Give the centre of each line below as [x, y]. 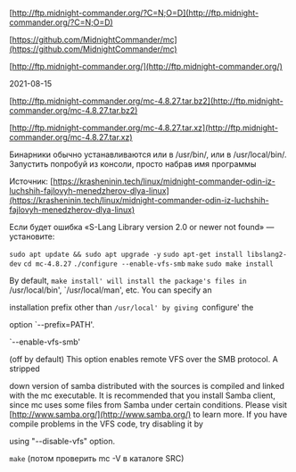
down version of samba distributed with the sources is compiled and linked [147, 386]
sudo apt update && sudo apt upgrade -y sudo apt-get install [126, 254]
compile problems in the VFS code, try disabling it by [106, 424]
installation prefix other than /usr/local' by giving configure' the [132, 307]
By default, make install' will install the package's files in [128, 281]
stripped [25, 368]
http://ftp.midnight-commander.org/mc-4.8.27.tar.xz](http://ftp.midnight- [145, 128]
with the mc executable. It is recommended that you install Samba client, [143, 395]
